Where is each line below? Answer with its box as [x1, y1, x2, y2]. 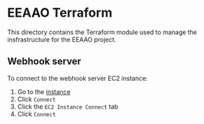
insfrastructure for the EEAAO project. [7, 35, 117, 43]
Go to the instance [17, 87, 71, 95]
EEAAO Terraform [7, 5, 113, 21]
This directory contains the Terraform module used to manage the [7, 28, 198, 36]
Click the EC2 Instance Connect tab [17, 102, 119, 111]
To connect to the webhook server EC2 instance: [7, 74, 148, 82]
